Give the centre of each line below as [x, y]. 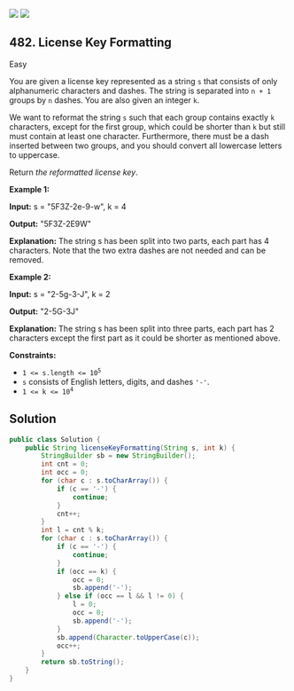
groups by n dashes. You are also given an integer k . [104, 100]
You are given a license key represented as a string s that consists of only [143, 81]
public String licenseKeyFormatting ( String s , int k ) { [131, 448]
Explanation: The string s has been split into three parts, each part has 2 [142, 328]
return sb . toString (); [83, 662]
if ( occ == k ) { [86, 571]
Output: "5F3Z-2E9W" [50, 224]
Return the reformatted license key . [74, 172]
